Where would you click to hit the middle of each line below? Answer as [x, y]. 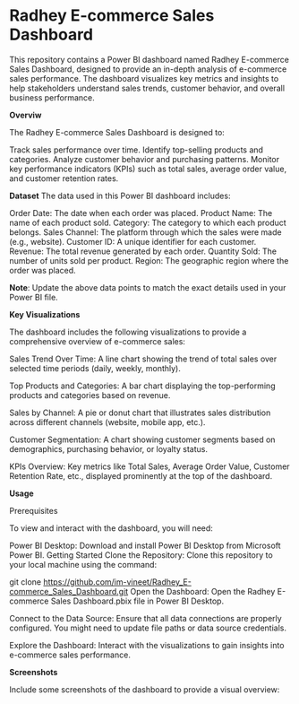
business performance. [52, 97]
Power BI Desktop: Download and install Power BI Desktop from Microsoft [145, 545]
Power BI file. [34, 297]
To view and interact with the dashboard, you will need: [111, 528]
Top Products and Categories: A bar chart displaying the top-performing [142, 386]
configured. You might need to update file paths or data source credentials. [148, 628]
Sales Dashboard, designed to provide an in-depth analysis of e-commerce [148, 69]
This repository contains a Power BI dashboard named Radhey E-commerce [149, 59]
